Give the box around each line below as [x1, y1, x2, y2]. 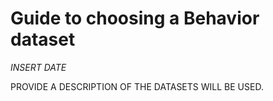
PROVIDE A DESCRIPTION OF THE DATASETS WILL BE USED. [10, 80, 264, 92]
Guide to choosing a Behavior [10, 7, 260, 30]
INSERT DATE [10, 61, 67, 73]
